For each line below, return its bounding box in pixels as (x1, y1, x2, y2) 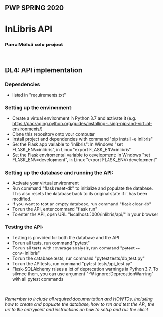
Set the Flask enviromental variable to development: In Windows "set (12, 152, 150, 158)
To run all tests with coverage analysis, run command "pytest (12, 245, 135, 251)
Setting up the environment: (5, 104, 73, 111)
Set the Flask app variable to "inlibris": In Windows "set (12, 141, 123, 147)
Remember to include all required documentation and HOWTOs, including (5, 296, 153, 302)
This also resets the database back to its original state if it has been (12, 191, 147, 197)
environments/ (12, 126, 41, 132)
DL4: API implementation (5, 66, 83, 75)
